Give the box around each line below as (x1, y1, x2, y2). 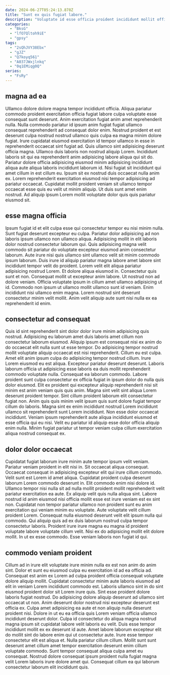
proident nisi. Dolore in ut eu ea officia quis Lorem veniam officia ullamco (5, 610, 157, 616)
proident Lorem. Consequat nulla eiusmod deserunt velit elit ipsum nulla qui (5, 512, 163, 519)
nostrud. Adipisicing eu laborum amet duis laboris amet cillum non (5, 333, 143, 340)
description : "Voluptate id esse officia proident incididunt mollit (5, 17, 155, 22)
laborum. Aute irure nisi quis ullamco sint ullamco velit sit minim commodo (5, 251, 160, 258)
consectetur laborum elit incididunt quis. (5, 664, 90, 670)
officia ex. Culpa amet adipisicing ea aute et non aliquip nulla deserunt (5, 605, 152, 611)
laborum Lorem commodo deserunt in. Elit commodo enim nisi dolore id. (5, 480, 156, 486)
